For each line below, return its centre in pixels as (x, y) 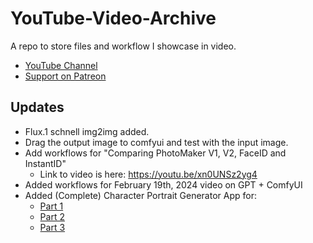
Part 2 (52, 216)
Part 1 (51, 206)
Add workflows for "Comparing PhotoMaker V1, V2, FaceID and (155, 153)
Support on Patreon (65, 76)
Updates (37, 107)
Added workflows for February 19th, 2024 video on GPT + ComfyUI (163, 184)
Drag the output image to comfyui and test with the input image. (156, 142)
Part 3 (52, 227)
